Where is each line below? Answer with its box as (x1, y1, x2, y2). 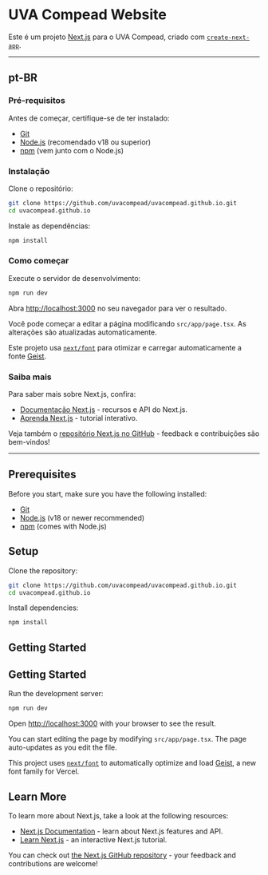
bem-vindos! (8, 437, 50, 447)
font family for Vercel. (8, 766, 80, 776)
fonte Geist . (8, 351, 46, 361)
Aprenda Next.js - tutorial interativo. (19, 414, 138, 423)
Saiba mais (8, 371, 52, 382)
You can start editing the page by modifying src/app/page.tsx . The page (8, 734, 247, 744)
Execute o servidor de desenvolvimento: (8, 273, 141, 283)
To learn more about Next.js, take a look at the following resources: (8, 811, 229, 821)
